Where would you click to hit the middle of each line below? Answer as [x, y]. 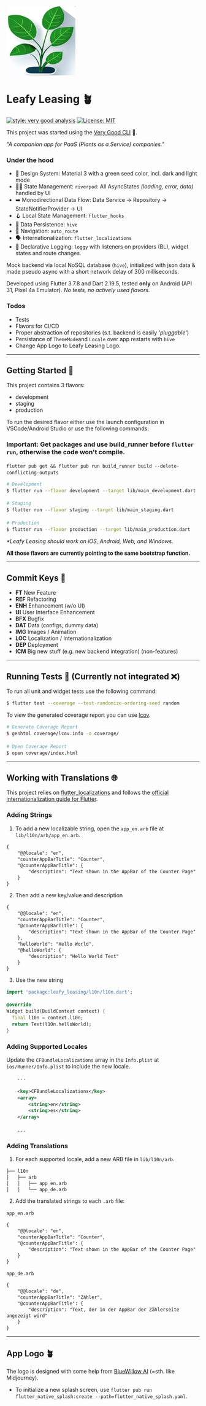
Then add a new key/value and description [69, 895]
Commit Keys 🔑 [36, 578]
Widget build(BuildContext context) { [56, 1011]
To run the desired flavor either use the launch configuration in [85, 422]
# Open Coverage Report [37, 746]
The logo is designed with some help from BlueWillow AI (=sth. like [90, 1372]
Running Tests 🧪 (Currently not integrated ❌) [93, 677]
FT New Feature [36, 593]
